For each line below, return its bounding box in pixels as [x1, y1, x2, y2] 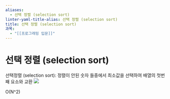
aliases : [5, 7, 24, 13]
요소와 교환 [10, 78, 33, 84]
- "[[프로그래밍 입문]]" [10, 31, 55, 36]
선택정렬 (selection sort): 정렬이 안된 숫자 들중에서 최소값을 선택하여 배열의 [5, 72, 156, 78]
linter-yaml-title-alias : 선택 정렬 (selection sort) [5, 17, 118, 22]
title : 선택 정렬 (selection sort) [5, 21, 77, 27]
